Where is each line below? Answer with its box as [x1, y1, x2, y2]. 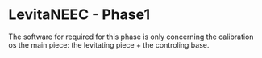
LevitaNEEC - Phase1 [8, 6, 151, 24]
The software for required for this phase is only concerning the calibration [8, 32, 254, 41]
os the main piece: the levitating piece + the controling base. [8, 40, 210, 49]
